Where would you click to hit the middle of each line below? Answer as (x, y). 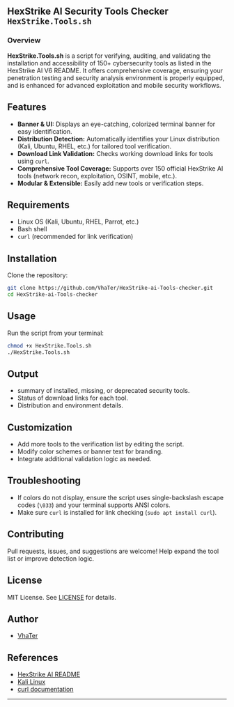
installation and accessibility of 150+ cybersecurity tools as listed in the (109, 63)
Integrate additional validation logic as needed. (84, 459)
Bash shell (32, 229)
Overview (24, 40)
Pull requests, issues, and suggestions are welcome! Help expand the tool (113, 551)
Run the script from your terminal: (56, 333)
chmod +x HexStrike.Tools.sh (49, 345)
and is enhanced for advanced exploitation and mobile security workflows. (114, 85)
